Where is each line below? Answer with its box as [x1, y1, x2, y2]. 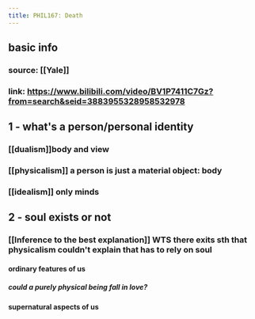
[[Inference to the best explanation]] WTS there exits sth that [8, 234, 248, 245]
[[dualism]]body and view [8, 144, 109, 155]
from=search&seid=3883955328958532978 [8, 96, 185, 107]
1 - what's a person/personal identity [8, 120, 194, 134]
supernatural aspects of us [8, 302, 99, 311]
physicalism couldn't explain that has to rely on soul [8, 245, 212, 256]
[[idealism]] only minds [8, 187, 100, 198]
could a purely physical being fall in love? [8, 282, 148, 291]
